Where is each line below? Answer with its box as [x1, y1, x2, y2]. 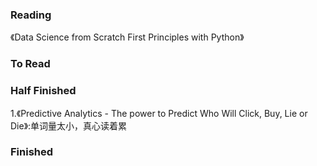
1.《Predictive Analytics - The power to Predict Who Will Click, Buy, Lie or [10, 107, 308, 119]
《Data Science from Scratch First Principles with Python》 [10, 31, 245, 43]
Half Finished [10, 84, 77, 98]
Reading [10, 8, 52, 22]
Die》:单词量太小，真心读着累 [10, 119, 128, 132]
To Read [10, 57, 51, 71]
